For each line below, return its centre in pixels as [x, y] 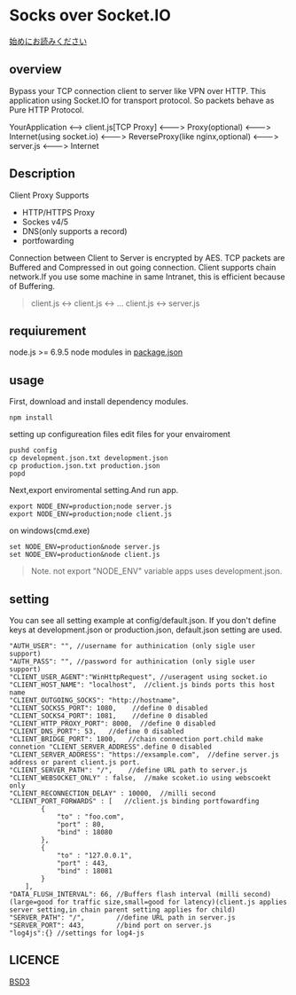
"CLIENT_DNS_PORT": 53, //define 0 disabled [97, 732]
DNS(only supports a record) [74, 231]
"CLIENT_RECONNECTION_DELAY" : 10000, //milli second [113, 794]
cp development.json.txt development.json [89, 458]
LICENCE [35, 960]
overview [35, 70]
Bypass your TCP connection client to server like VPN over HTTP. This [138, 90]
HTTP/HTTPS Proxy [58, 212]
